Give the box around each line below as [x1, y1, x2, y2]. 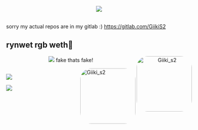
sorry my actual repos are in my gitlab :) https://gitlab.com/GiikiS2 [6, 23, 166, 30]
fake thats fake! [55, 56, 94, 63]
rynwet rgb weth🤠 [6, 40, 74, 50]
